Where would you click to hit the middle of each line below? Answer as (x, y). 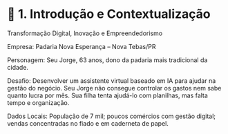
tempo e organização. (38, 102)
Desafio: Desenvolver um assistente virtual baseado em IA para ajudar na (112, 80)
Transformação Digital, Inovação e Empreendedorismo (85, 33)
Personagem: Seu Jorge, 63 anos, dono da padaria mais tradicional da (107, 60)
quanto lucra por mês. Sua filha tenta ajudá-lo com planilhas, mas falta (108, 95)
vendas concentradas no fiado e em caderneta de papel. (88, 123)
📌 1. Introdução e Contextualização (109, 14)
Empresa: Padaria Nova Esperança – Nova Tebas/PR (82, 46)
